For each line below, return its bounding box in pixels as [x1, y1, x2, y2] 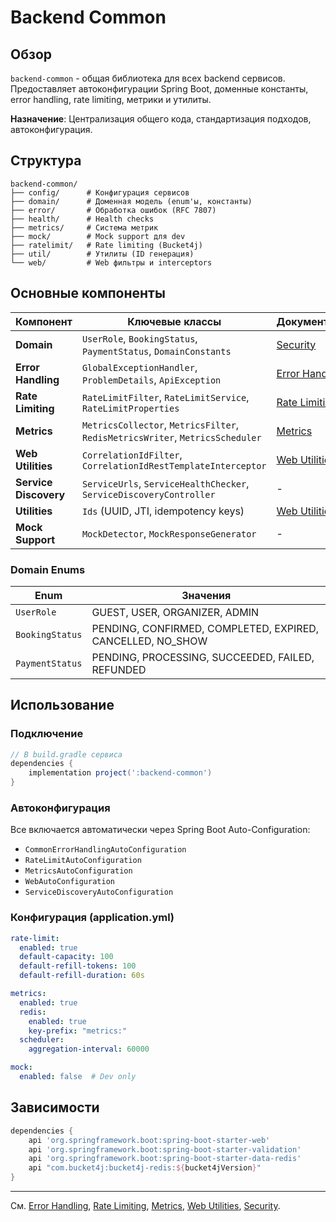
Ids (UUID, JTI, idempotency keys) [81, 504, 245, 518]
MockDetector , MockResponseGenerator [81, 526, 257, 540]
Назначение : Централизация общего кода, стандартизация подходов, [10, 113, 312, 125]
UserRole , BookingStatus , [81, 331, 198, 345]
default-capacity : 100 [19, 952, 114, 962]
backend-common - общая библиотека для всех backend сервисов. [10, 72, 286, 84]
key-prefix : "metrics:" [28, 1026, 128, 1036]
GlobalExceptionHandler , [81, 360, 198, 374]
